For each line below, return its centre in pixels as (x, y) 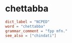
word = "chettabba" (25, 26)
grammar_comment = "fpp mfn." (36, 31)
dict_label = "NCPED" (28, 22)
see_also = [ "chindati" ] (31, 36)
